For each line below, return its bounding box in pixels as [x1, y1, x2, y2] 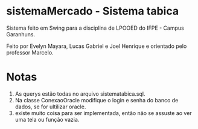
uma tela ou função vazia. [14, 116, 80, 123]
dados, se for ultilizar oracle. [14, 103, 86, 110]
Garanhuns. [6, 30, 35, 38]
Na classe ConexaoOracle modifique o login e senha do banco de [14, 96, 179, 104]
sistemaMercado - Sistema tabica [6, 4, 179, 18]
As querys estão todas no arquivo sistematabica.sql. [14, 90, 145, 98]
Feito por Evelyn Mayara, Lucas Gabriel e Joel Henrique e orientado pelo [6, 42, 187, 50]
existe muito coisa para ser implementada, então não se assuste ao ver [14, 109, 192, 116]
